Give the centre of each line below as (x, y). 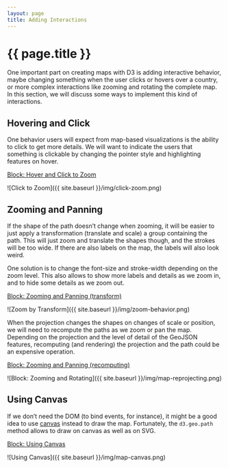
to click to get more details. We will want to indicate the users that (100, 147)
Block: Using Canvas (36, 444)
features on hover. (33, 161)
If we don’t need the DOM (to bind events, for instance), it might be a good (112, 416)
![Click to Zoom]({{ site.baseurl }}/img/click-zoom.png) (85, 188)
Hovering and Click (49, 123)
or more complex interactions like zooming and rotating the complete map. (112, 87)
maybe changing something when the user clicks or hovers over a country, (113, 80)
